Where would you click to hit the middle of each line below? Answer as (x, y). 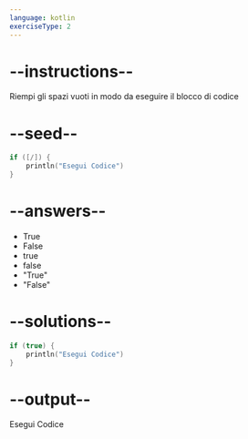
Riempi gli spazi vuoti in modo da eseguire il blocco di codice (124, 97)
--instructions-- (72, 71)
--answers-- (58, 211)
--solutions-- (61, 322)
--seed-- (44, 133)
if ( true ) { (32, 346)
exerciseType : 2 (40, 26)
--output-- (50, 399)
